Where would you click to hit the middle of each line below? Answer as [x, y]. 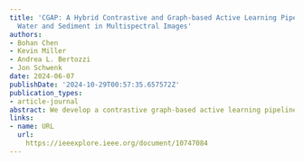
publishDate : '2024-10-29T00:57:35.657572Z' [95, 85]
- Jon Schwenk [36, 68]
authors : [26, 34]
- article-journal [44, 101]
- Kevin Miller [38, 51]
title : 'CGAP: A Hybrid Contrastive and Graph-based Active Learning [143, 18]
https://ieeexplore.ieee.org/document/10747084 [117, 143]
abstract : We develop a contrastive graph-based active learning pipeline [153, 110]
